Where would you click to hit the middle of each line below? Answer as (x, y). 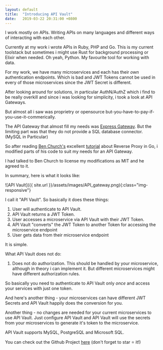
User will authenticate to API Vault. (47, 209)
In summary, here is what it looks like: (43, 176)
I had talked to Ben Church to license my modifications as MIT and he (75, 161)
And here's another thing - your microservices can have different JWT (75, 298)
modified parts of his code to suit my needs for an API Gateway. (69, 151)
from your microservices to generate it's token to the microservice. (72, 323)
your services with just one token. (39, 288)
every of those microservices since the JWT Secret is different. (69, 82)
